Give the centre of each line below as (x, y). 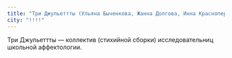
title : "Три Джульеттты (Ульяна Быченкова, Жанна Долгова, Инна (101, 13)
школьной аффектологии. (45, 47)
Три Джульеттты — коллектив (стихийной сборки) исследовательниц (110, 39)
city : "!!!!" (26, 20)
